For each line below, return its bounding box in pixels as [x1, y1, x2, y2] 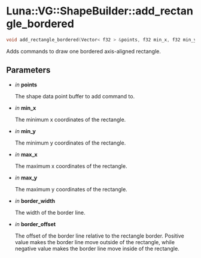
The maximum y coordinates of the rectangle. [14, 185, 127, 193]
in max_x [14, 151, 38, 158]
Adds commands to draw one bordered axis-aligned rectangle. [6, 47, 162, 55]
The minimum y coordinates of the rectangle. [14, 139, 126, 146]
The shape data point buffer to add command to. [14, 92, 135, 100]
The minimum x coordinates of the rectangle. [14, 116, 126, 123]
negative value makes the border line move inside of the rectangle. [14, 245, 179, 252]
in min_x [14, 104, 36, 112]
